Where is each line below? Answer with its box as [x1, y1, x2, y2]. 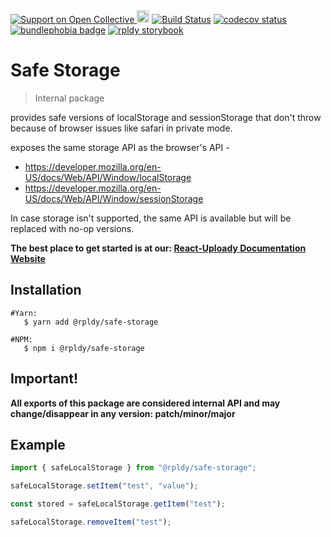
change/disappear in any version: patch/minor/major [10, 407, 236, 419]
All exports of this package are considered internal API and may [10, 397, 281, 409]
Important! [10, 370, 78, 388]
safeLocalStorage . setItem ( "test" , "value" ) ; [10, 481, 199, 491]
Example [10, 436, 66, 453]
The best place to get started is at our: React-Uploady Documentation [10, 242, 307, 254]
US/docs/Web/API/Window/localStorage [24, 171, 192, 183]
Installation [10, 282, 82, 299]
